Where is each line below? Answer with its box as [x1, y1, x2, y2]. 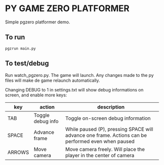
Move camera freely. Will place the [65, 146, 145, 152]
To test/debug [5, 59, 49, 68]
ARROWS [7, 149, 29, 156]
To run [5, 33, 25, 41]
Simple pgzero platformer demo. [5, 19, 70, 25]
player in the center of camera [65, 152, 135, 159]
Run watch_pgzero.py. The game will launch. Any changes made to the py [5, 72, 154, 78]
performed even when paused [65, 138, 135, 145]
